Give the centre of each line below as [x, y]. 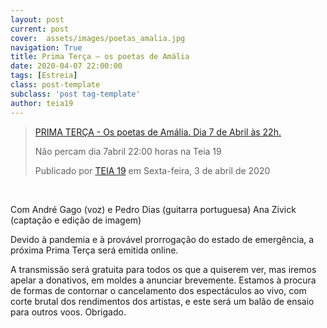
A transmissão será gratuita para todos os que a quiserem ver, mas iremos [163, 269]
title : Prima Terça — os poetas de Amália [100, 57]
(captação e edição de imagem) [76, 220]
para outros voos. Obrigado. [68, 312]
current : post [40, 29]
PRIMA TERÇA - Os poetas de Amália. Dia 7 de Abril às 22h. [158, 132]
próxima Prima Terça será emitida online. [94, 250]
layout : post [37, 19]
